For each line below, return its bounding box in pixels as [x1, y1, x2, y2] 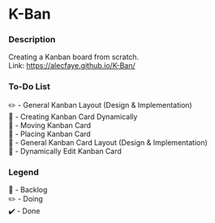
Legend [8, 166, 39, 178]
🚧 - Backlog [8, 185, 48, 195]
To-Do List [8, 81, 50, 92]
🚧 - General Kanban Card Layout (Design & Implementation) [8, 137, 209, 147]
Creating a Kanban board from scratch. [8, 52, 140, 62]
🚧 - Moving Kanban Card [8, 120, 92, 130]
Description [8, 34, 56, 45]
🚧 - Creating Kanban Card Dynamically [8, 111, 138, 122]
